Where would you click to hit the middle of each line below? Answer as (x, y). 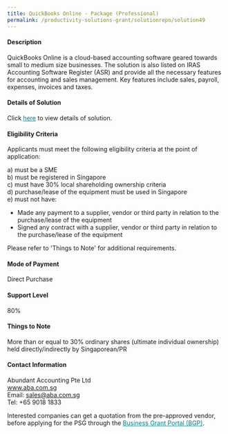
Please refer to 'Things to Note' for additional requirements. (92, 248)
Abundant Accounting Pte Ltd (49, 380)
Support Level (28, 295)
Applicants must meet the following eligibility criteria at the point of (103, 149)
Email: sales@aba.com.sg (44, 395)
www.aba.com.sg (32, 387)
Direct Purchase (30, 279)
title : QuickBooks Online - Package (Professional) (83, 13)
